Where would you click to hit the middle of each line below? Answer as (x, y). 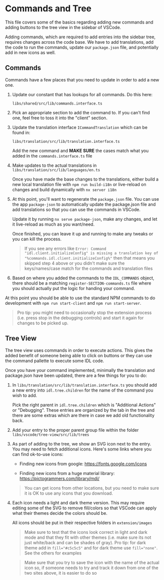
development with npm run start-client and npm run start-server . (73, 303)
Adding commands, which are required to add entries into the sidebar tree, (80, 37)
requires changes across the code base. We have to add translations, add (79, 42)
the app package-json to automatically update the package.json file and (84, 204)
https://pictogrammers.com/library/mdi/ (59, 478)
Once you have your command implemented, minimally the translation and (80, 370)
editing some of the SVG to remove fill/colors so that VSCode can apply (84, 508)
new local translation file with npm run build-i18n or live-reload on (79, 184)
